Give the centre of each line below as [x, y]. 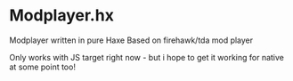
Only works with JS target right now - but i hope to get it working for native [147, 57]
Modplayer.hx [61, 16]
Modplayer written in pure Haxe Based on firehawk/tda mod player [131, 40]
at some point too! [42, 67]
